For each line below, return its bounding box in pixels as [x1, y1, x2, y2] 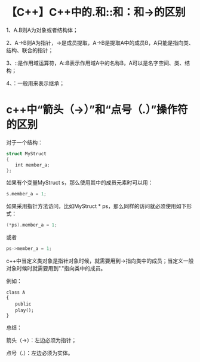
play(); [14, 307, 34, 313]
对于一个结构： [6, 138, 43, 146]
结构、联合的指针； [6, 46, 54, 54]
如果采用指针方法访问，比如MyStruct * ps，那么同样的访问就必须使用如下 [6, 203, 187, 210]
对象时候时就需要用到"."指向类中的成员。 [6, 265, 106, 271]
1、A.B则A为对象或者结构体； [6, 26, 79, 34]
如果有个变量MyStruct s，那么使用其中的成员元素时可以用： [6, 179, 153, 186]
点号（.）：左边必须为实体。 [6, 349, 73, 357]
